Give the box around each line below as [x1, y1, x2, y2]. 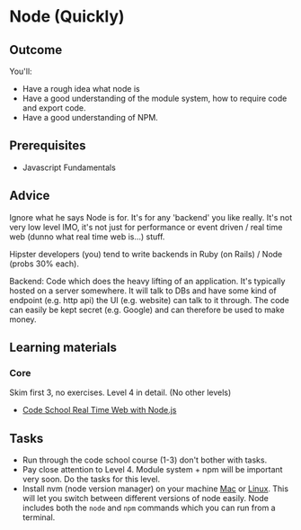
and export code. [22, 103, 87, 113]
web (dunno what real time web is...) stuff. [9, 231, 165, 242]
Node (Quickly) [9, 6, 125, 27]
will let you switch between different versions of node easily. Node [22, 493, 270, 504]
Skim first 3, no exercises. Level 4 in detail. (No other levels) [9, 387, 232, 398]
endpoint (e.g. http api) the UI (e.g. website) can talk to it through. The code [9, 294, 290, 305]
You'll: [9, 66, 33, 76]
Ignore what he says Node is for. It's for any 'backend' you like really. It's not [9, 211, 293, 222]
